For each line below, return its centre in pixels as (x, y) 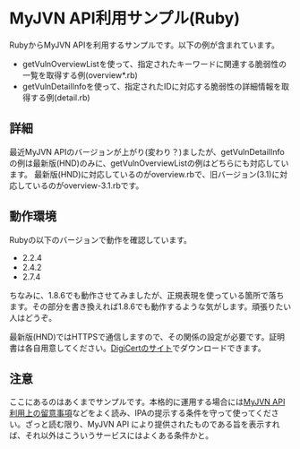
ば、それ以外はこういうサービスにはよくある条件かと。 (111, 436)
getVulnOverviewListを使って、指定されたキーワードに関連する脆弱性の (154, 64)
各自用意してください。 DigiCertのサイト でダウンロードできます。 (145, 348)
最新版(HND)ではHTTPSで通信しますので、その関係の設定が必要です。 (139, 336)
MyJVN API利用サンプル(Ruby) (124, 18)
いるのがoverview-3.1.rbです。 (88, 186)
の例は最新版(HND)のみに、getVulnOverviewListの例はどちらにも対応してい (149, 163)
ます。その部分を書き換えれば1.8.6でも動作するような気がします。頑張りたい (150, 307)
